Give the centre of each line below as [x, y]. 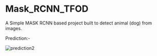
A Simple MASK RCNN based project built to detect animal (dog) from [79, 23]
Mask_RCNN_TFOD [47, 9]
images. [14, 28]
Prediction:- [18, 38]
